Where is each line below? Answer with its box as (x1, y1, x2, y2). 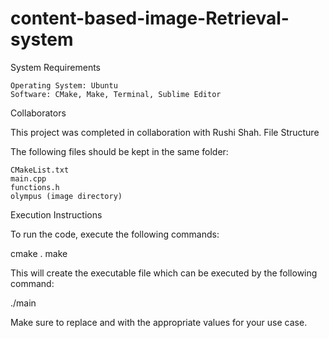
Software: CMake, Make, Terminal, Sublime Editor (10, 89, 222, 99)
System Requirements (10, 61, 101, 73)
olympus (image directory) (10, 191, 123, 201)
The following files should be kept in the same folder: (10, 145, 229, 157)
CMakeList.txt (10, 165, 70, 175)
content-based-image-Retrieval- (10, 7, 290, 30)
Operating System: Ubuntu (10, 80, 118, 91)
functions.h (10, 182, 60, 192)
